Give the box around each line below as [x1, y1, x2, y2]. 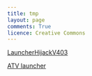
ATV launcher [7, 61, 47, 70]
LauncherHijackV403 [7, 48, 68, 57]
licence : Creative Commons [7, 29, 86, 37]
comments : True [7, 23, 52, 30]
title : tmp [7, 10, 39, 17]
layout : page [7, 17, 45, 23]
